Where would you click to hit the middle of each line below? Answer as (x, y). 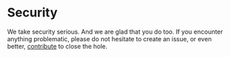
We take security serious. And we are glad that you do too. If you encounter (115, 32)
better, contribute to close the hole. (57, 46)
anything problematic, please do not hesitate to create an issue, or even (109, 38)
